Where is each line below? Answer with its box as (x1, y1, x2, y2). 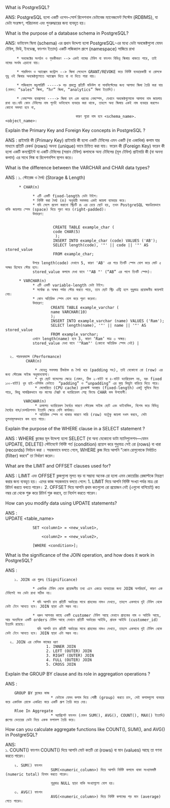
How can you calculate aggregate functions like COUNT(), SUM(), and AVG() (5, 726, 165, 732)
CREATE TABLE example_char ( (53, 225, 115, 230)
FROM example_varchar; (50, 332, 99, 337)
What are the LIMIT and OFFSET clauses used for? (5, 463, 111, 468)
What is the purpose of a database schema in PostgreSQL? (5, 30, 129, 36)
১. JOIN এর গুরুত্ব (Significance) (14, 577, 78, 582)
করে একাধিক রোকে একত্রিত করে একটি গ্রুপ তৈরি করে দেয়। (5, 699, 88, 705)
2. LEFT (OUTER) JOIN (46, 648, 92, 654)
